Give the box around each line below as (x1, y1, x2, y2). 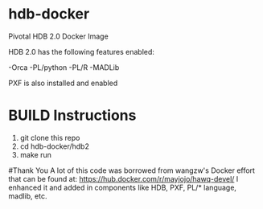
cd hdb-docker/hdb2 (19, 141, 90, 151)
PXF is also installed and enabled (8, 78, 118, 88)
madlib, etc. (8, 191, 47, 201)
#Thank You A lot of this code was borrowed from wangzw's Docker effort (8, 166, 256, 175)
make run (19, 150, 52, 159)
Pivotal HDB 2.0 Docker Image (8, 31, 109, 41)
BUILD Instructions (8, 106, 137, 125)
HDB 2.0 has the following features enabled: (8, 47, 155, 56)
